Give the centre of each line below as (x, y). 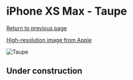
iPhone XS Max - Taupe (66, 11)
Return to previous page (37, 28)
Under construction (44, 71)
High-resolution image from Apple (49, 40)
